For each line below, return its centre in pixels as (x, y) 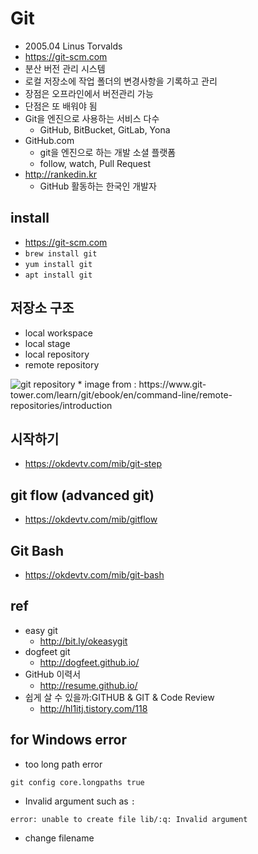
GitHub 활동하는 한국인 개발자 (98, 186)
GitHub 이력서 (53, 674)
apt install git (58, 275)
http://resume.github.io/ (88, 685)
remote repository (62, 364)
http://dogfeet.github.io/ (89, 662)
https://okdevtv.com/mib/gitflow (91, 519)
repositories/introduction (61, 405)
